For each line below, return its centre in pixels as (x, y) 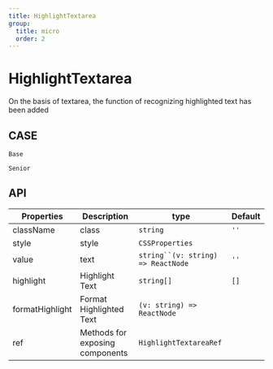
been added (28, 110)
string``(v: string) (178, 255)
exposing (97, 342)
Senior (19, 168)
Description (105, 216)
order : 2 (30, 39)
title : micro (38, 31)
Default (246, 216)
